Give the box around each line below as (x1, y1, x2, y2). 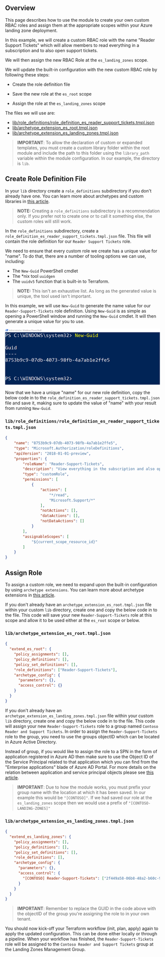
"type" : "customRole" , (23, 472, 69, 477)
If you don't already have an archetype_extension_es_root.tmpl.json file (5, 601, 152, 607)
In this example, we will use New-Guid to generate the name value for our (5, 302, 151, 308)
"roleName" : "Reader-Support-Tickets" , (23, 462, 105, 466)
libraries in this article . (5, 198, 50, 204)
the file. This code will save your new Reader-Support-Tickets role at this (5, 612, 152, 618)
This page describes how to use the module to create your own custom (5, 17, 150, 23)
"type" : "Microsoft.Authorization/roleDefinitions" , (14, 446, 124, 451)
